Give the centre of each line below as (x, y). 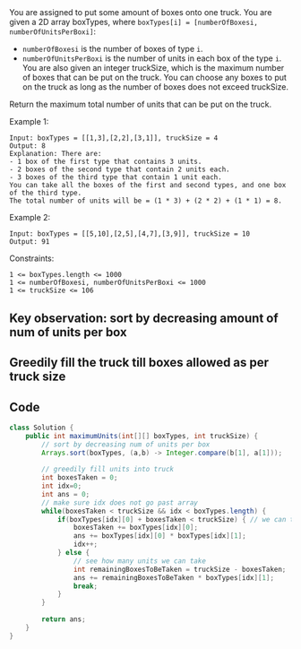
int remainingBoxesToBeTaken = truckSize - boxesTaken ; (180, 569)
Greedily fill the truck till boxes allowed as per (139, 363)
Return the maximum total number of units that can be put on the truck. (140, 104)
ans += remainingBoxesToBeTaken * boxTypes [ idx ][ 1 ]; (174, 577)
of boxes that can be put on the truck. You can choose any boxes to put (154, 78)
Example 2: (30, 218)
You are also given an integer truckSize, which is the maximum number (153, 68)
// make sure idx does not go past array (120, 502)
